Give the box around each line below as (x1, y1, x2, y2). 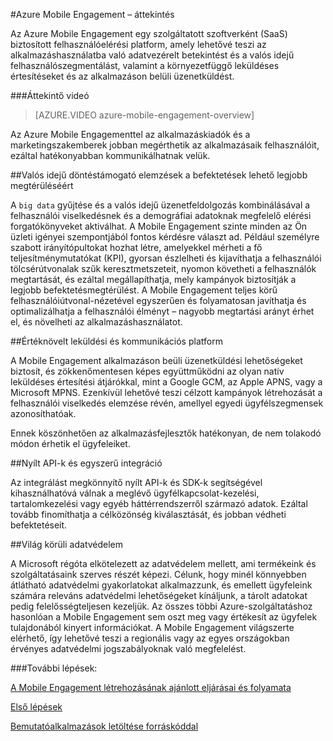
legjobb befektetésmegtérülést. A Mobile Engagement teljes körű (10, 284, 278, 296)
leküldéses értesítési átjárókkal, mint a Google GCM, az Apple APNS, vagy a (10, 376, 323, 388)
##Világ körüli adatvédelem (10, 539, 124, 550)
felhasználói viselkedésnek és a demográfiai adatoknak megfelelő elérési (10, 210, 312, 221)
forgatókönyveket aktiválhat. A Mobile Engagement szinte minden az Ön (10, 220, 308, 232)
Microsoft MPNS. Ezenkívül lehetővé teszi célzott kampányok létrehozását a (10, 387, 323, 398)
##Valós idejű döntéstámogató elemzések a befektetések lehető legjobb (10, 169, 308, 181)
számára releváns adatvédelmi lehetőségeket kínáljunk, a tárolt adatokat (10, 590, 308, 601)
